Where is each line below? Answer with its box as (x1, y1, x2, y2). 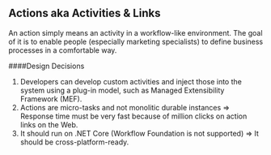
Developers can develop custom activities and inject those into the (19, 76, 243, 86)
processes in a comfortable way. (8, 45, 117, 55)
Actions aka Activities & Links (8, 6, 161, 20)
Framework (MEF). (19, 93, 83, 104)
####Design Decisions (8, 61, 85, 71)
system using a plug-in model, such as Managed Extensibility (19, 85, 225, 95)
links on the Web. (19, 119, 78, 129)
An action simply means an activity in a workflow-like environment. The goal (8, 28, 263, 37)
